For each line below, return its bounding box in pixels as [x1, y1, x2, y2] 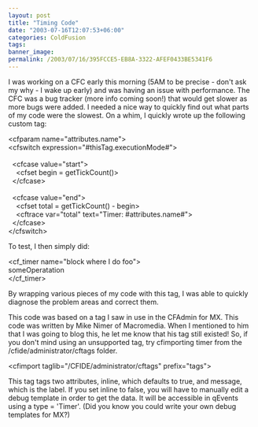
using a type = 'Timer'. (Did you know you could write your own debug [8, 401, 237, 410]
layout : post [8, 11, 51, 20]
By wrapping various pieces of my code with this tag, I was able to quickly [8, 288, 249, 298]
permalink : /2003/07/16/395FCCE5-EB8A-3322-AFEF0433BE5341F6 [8, 56, 213, 64]
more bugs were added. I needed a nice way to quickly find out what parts [8, 102, 249, 111]
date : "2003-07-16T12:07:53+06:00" [8, 26, 125, 34]
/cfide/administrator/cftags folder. [8, 346, 118, 355]
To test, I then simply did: [8, 241, 90, 251]
